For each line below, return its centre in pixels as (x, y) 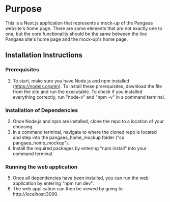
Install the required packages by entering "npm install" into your (79, 148)
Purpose (24, 9)
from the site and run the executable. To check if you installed (77, 92)
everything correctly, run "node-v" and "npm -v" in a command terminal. (89, 97)
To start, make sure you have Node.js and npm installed (71, 81)
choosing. (23, 126)
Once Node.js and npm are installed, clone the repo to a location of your (88, 121)
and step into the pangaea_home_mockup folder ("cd (68, 137)
